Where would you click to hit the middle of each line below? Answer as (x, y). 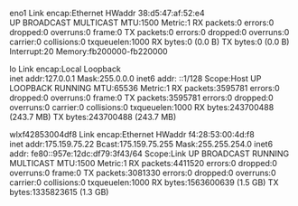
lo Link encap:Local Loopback (65, 69)
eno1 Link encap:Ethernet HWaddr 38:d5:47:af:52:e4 (107, 13)
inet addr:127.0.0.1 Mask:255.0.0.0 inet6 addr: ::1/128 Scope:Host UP (135, 79)
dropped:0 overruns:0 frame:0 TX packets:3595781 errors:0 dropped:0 (141, 98)
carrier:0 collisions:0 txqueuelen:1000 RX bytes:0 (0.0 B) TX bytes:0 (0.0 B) (149, 42)
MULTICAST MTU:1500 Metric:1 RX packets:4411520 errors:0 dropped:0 (144, 163)
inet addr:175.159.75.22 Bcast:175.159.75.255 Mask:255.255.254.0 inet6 (141, 144)
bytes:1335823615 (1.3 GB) (59, 192)
